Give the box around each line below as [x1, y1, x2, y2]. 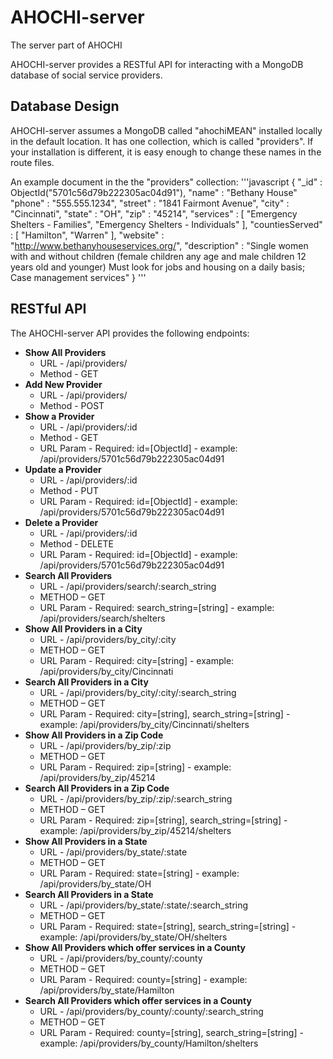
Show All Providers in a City [24, 622, 143, 635]
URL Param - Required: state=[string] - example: [39, 867, 240, 879]
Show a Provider [24, 410, 95, 422]
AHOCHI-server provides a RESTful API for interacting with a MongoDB [10, 58, 304, 70]
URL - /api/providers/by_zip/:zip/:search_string [39, 792, 233, 805]
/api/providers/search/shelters [39, 612, 166, 624]
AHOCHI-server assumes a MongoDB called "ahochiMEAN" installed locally [10, 124, 323, 136]
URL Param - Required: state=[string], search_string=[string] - [39, 920, 297, 932]
